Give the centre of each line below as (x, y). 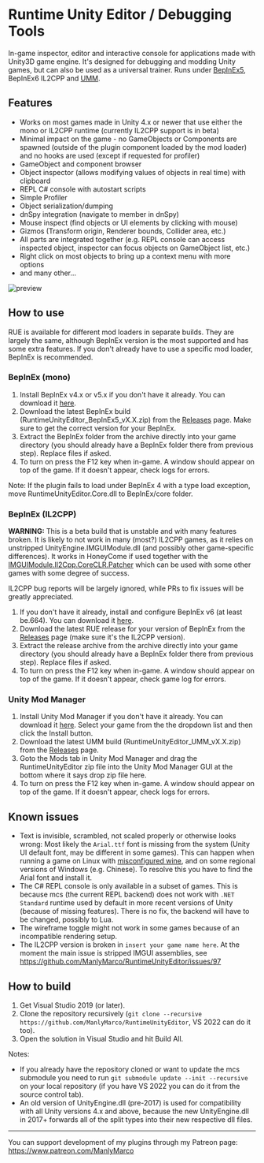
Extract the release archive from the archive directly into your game (128, 646)
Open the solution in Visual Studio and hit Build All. (101, 1039)
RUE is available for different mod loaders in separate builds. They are (121, 332)
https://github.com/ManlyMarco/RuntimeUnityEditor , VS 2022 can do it (135, 1022)
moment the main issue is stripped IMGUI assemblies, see (113, 953)
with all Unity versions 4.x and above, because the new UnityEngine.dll (134, 1111)
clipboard (35, 181)
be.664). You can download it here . (77, 621)
